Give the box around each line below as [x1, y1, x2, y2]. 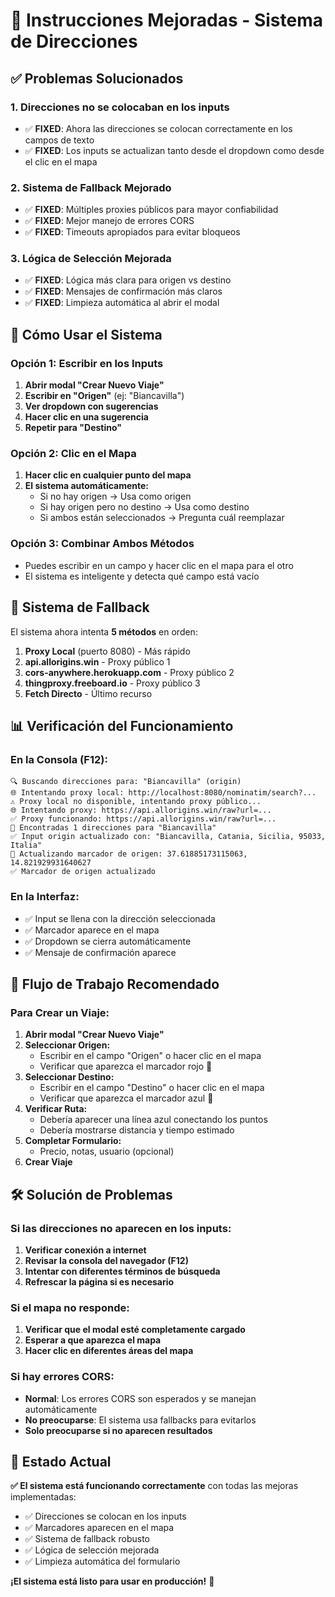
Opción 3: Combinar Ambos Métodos [10, 537, 195, 551]
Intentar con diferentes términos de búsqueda [24, 1265, 221, 1277]
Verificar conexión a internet [24, 1244, 147, 1256]
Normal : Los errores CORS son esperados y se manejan [24, 1392, 257, 1404]
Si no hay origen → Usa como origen [39, 490, 192, 503]
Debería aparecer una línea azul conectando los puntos [39, 1114, 268, 1126]
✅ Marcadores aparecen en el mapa [24, 1522, 175, 1534]
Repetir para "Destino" [24, 422, 122, 434]
